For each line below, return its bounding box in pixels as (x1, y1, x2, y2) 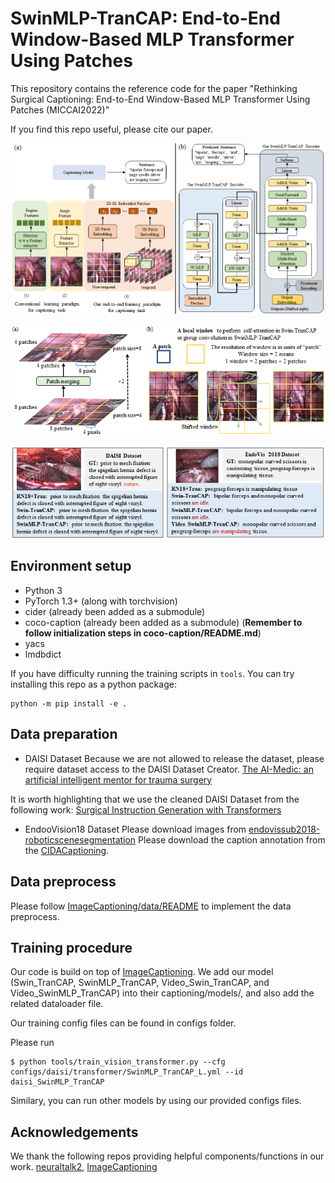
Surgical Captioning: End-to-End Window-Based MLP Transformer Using (10, 93, 311, 105)
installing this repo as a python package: (10, 678, 177, 690)
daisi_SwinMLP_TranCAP (10, 1077, 105, 1087)
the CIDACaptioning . (24, 844, 110, 856)
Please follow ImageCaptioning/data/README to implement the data (10, 900, 292, 912)
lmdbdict (24, 648, 62, 660)
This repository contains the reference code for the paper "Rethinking (10, 82, 298, 94)
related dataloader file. (10, 998, 104, 1010)
